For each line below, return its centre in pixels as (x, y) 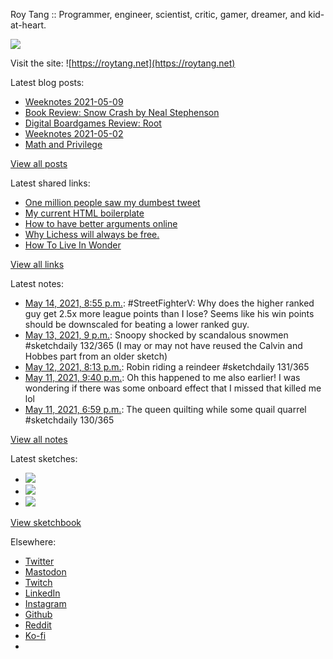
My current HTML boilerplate (84, 213)
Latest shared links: (50, 183)
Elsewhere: (33, 542)
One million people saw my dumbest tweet (112, 202)
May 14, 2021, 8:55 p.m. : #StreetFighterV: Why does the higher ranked (169, 303)
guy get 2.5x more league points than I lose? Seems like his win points (169, 313)
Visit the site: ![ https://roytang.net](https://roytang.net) (123, 63)
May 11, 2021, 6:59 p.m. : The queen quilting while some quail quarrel (165, 409)
